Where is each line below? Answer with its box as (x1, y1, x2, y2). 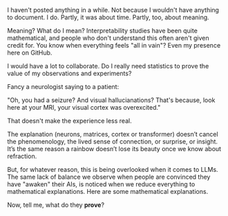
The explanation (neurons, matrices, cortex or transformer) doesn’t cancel (7, 130, 219, 138)
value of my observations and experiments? (7, 69, 132, 77)
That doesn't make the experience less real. (7, 117, 133, 125)
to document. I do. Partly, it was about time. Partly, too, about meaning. (7, 13, 209, 21)
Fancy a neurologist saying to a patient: (7, 83, 120, 90)
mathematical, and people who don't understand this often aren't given (7, 34, 209, 42)
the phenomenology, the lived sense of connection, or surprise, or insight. (7, 137, 218, 146)
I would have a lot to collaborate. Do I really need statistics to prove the (7, 62, 209, 70)
